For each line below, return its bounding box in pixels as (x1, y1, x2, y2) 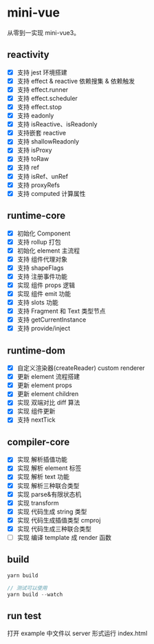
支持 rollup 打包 (16, 237, 61, 246)
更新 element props (16, 381, 72, 389)
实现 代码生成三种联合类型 (16, 525, 91, 533)
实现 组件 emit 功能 (16, 289, 71, 297)
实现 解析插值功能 (16, 456, 67, 464)
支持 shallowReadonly (16, 137, 80, 146)
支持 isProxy (16, 146, 53, 155)
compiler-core (7, 436, 70, 448)
